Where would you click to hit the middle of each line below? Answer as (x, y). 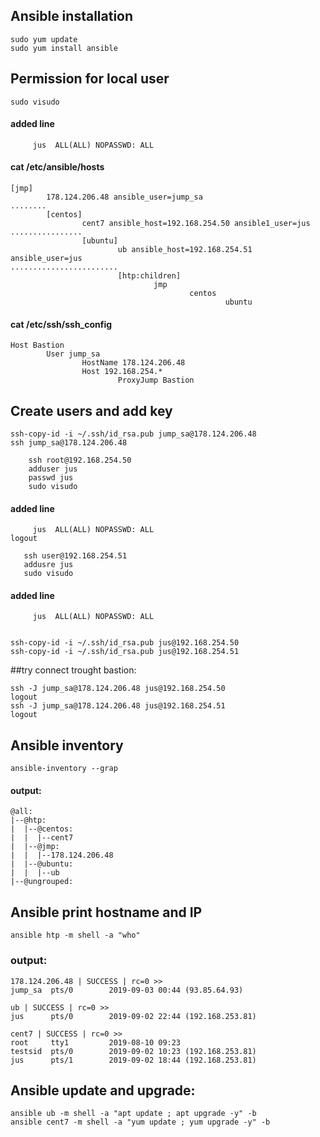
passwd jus (51, 478)
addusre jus (48, 565)
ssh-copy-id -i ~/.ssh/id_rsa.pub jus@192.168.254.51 (125, 652)
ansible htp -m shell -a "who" (75, 935)
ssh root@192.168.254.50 (80, 460)
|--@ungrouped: (42, 882)
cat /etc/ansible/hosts (57, 167)
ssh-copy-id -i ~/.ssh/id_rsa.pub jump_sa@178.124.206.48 (133, 434)
